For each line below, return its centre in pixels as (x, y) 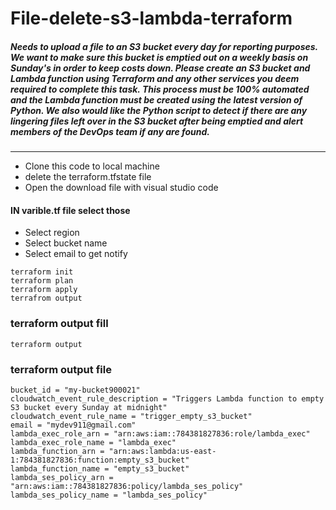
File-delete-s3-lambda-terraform (151, 18)
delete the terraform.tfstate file (88, 177)
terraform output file (61, 369)
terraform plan (42, 281)
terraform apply (44, 290)
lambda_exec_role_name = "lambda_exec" (93, 442)
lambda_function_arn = (57, 451)
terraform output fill (59, 324)
